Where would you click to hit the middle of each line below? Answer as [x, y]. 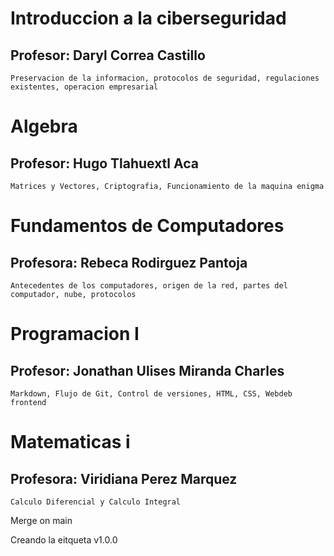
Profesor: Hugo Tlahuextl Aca [104, 163]
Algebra [44, 126]
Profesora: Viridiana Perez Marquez [124, 478]
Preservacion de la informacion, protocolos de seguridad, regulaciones [165, 78]
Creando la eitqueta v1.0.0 [64, 540]
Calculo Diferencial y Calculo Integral [96, 502]
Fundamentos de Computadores [147, 226]
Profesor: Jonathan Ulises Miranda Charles [147, 370]
